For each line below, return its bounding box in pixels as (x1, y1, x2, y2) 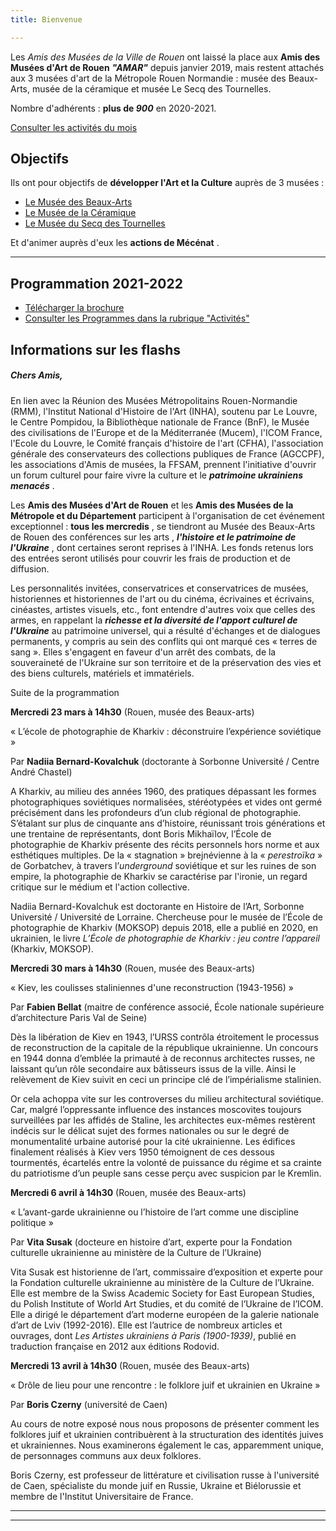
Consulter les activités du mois (10, 121, 138, 133)
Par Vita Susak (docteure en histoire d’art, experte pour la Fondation (10, 1236, 293, 1248)
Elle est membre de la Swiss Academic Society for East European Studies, (10, 1287, 315, 1299)
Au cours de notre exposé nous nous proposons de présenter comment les (10, 1417, 320, 1430)
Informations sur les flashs (10, 341, 182, 358)
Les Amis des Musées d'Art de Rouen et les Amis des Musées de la (10, 499, 294, 511)
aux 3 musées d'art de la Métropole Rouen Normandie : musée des (10, 72, 287, 84)
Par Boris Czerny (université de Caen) (10, 1398, 168, 1410)
